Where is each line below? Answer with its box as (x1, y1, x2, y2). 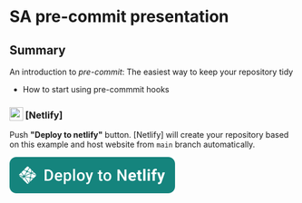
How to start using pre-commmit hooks (22, 84, 170, 94)
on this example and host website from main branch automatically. (9, 139, 256, 150)
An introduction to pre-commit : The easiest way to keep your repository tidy (9, 66, 294, 77)
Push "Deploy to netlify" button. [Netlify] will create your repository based (9, 130, 289, 140)
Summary (9, 43, 66, 58)
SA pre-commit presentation (9, 6, 229, 27)
